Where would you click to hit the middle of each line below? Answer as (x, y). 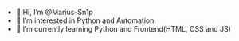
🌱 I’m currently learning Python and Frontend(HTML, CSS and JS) (123, 29)
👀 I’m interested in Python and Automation (85, 20)
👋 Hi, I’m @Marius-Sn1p (54, 12)
